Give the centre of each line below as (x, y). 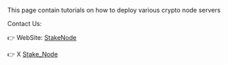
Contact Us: (25, 23)
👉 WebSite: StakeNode (42, 37)
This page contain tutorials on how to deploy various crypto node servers (114, 10)
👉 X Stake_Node (33, 54)
